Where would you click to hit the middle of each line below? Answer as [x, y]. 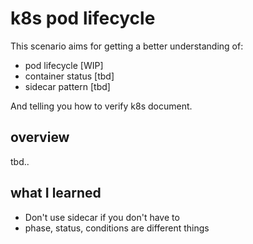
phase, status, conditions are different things [117, 228]
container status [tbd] [69, 76]
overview [40, 137]
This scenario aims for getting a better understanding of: [127, 46]
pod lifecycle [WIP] [64, 65]
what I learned [56, 193]
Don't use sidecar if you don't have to [102, 217]
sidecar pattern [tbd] [67, 86]
